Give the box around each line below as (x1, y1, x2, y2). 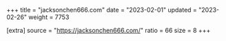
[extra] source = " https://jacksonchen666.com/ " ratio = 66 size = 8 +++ (6, 27, 211, 34)
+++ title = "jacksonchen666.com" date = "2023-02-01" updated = (6, 6, 198, 14)
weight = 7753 (28, 13, 70, 21)
